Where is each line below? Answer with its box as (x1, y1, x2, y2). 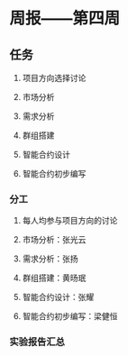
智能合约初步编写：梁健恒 (22, 311, 118, 322)
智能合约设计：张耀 (22, 292, 95, 303)
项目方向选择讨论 (22, 73, 87, 83)
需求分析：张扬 (22, 253, 78, 264)
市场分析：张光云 (22, 234, 87, 245)
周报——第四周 (9, 8, 121, 29)
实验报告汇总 (9, 335, 66, 348)
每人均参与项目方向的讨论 (22, 215, 118, 226)
